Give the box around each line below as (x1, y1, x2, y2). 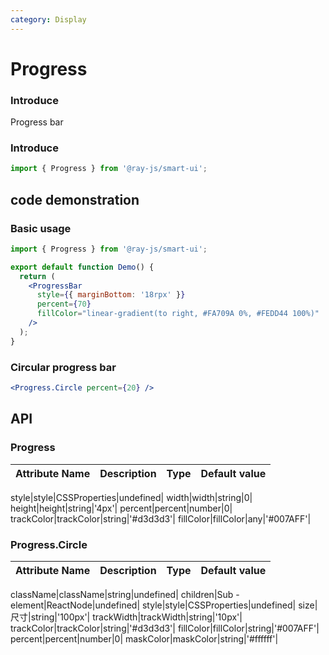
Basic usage (10, 221, 72, 235)
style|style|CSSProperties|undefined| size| (141, 599, 318, 611)
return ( (19, 271, 56, 281)
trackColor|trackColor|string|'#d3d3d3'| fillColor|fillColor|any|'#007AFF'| (10, 512, 312, 525)
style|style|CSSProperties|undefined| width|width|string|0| (10, 491, 253, 503)
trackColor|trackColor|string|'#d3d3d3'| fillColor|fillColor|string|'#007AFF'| (10, 622, 320, 634)
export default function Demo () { (10, 262, 155, 272)
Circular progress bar (10, 360, 117, 374)
